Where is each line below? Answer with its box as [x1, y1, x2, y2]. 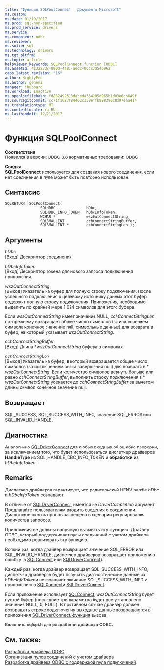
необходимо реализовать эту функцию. [5, 536, 89, 543]
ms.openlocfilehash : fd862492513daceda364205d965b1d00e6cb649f [5, 93, 137, 98]
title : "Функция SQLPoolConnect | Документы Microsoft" [5, 7, 121, 12]
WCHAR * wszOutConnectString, [40, 214, 131, 219]
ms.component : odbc [5, 35, 45, 40]
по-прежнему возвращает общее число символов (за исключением [5, 319, 148, 325]
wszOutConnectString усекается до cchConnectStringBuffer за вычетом [5, 380, 154, 385]
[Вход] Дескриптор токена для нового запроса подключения [5, 268, 133, 274]
